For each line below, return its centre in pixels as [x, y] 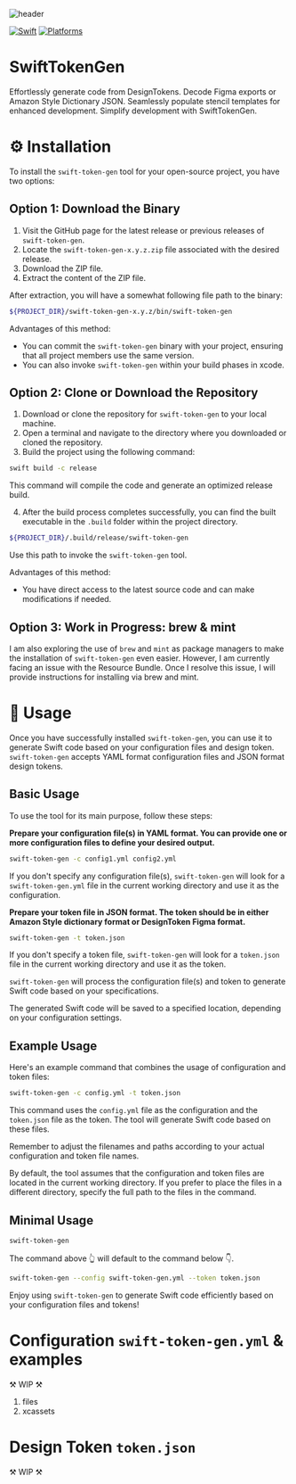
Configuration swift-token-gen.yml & [147, 1340]
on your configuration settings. [66, 1018]
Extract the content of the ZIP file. [84, 277]
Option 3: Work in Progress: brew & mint [123, 627]
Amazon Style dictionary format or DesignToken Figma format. [128, 921]
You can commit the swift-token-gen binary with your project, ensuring [152, 346]
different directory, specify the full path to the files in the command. [133, 1192]
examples [46, 1359]
